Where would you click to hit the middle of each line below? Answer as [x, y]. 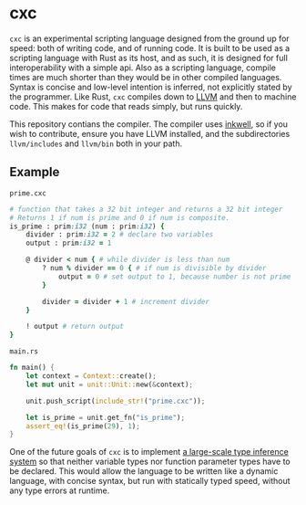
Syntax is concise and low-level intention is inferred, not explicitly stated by [151, 87]
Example [35, 172]
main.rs [24, 352]
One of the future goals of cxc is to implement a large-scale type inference [149, 452]
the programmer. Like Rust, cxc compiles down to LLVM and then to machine [153, 96]
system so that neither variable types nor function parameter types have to [150, 462]
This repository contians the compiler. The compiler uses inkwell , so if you [149, 124]
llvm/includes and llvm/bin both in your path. [96, 143]
